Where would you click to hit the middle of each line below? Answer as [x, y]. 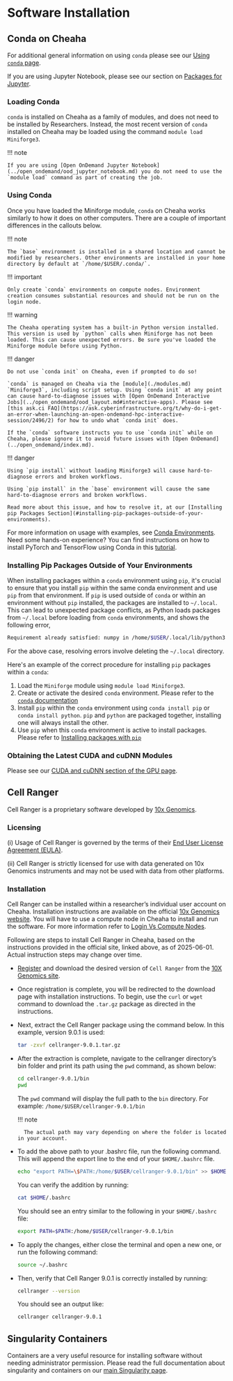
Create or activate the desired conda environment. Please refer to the [115, 693]
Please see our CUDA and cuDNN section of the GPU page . [93, 771]
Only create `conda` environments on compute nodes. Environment [104, 290]
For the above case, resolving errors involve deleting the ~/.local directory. [116, 651]
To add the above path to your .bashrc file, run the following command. [119, 1151]
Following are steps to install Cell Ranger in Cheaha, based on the [101, 940]
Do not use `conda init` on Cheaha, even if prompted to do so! [102, 371]
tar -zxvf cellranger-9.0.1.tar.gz [69, 1045]
